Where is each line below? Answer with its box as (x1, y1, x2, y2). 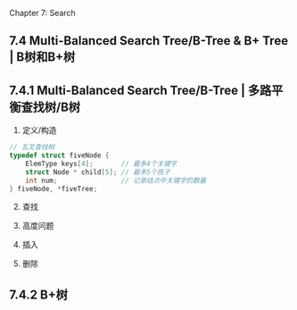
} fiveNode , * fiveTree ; (9, 184, 98, 193)
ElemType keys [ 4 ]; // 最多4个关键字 (25, 159, 177, 168)
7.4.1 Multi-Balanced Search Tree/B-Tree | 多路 (9, 82, 272, 97)
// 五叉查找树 (9, 143, 55, 152)
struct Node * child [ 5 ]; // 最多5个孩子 (25, 167, 171, 177)
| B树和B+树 (9, 49, 76, 65)
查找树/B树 (21, 99, 81, 114)
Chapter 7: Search (9, 8, 76, 18)
